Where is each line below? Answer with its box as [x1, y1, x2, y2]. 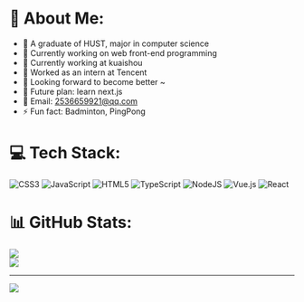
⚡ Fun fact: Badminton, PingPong [22, 106, 147, 117]
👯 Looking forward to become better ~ [22, 76, 166, 87]
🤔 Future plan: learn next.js [22, 86, 123, 97]
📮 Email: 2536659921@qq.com [22, 95, 138, 107]
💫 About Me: [9, 8, 105, 29]
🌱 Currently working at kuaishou [22, 57, 143, 68]
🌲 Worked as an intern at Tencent [22, 67, 147, 78]
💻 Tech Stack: [9, 143, 121, 164]
